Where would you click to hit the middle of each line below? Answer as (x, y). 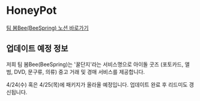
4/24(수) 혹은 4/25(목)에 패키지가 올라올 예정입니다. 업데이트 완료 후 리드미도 (97, 84)
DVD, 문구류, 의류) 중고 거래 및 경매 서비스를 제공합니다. (80, 72)
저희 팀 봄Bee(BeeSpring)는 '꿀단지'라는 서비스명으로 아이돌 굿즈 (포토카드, (95, 64)
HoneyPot (32, 11)
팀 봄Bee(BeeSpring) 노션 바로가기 (47, 28)
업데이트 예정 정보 (37, 49)
